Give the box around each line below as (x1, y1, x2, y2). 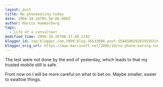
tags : (5, 25, 16, 30)
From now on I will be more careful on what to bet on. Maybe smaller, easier (5, 71, 157, 77)
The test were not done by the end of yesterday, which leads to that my (5, 56, 148, 62)
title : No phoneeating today (5, 12, 64, 17)
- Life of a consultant (9, 30, 57, 35)
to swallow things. (5, 76, 41, 82)
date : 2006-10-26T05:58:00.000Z (5, 16, 70, 21)
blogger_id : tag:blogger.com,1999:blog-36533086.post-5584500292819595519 (5, 39, 160, 44)
